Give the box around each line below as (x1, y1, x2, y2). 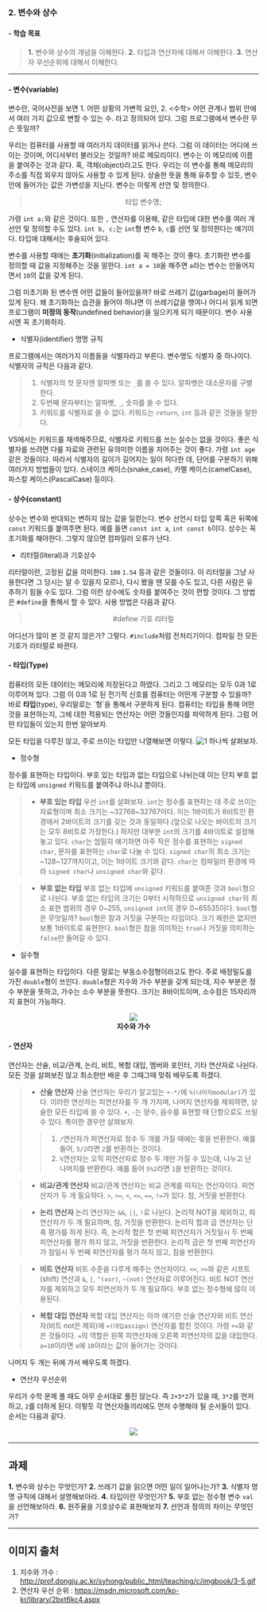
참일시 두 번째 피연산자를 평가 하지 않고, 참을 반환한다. (48, 1247, 216, 1257)
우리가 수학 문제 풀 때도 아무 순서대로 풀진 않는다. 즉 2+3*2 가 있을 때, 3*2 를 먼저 (8, 1391, 254, 1400)
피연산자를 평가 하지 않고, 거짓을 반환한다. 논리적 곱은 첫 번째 (39, 1237, 228, 1246)
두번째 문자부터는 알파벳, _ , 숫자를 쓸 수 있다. (39, 398, 179, 407)
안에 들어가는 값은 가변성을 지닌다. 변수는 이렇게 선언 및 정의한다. (8, 181, 210, 190)
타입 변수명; (125, 197, 162, 207)
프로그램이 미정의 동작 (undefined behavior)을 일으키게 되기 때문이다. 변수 (8, 308, 238, 317)
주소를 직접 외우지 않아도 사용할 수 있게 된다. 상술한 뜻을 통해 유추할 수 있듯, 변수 (8, 170, 258, 180)
